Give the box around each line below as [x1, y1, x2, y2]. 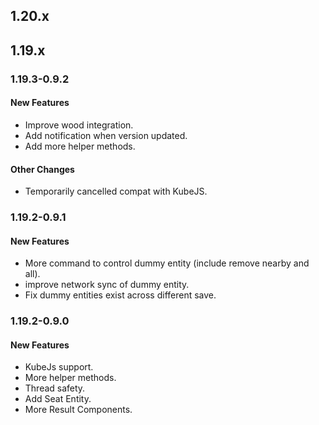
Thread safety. [24, 382, 86, 394]
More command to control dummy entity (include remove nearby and [24, 257, 310, 269]
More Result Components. [24, 404, 133, 416]
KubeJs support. [24, 361, 94, 373]
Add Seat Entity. [24, 393, 92, 405]
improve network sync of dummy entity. [24, 279, 190, 291]
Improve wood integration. [24, 119, 134, 131]
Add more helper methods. [24, 140, 136, 152]
